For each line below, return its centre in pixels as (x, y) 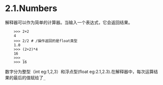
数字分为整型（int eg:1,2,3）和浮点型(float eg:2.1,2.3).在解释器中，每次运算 (79, 71)
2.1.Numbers (31, 8)
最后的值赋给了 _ (30, 77)
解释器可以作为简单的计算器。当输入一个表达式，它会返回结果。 (69, 22)
